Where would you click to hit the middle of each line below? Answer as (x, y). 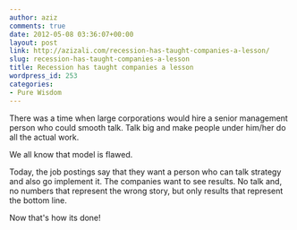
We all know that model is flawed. (71, 154)
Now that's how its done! (55, 217)
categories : (31, 84)
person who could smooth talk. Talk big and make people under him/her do (148, 127)
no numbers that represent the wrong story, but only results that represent (146, 191)
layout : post (34, 43)
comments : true (38, 26)
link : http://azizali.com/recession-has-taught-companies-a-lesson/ (140, 51)
